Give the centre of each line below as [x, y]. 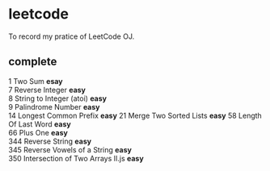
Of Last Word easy [40, 124]
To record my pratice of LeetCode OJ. [72, 36]
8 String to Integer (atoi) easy [58, 98]
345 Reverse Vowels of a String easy [70, 149]
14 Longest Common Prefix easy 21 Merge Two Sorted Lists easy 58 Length [135, 115]
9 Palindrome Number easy [54, 106]
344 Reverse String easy [50, 141]
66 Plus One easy [38, 132]
